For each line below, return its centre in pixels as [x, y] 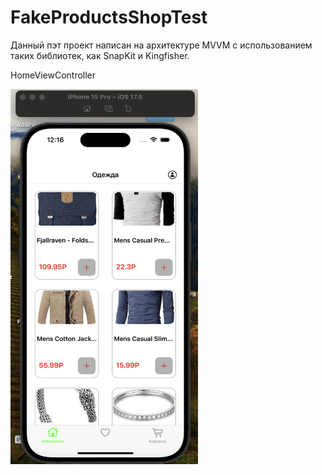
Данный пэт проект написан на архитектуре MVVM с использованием [161, 45]
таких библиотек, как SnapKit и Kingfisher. [100, 55]
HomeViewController [53, 75]
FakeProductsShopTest [109, 17]
